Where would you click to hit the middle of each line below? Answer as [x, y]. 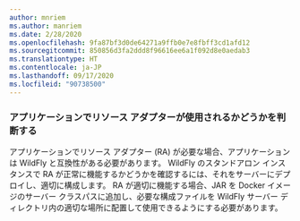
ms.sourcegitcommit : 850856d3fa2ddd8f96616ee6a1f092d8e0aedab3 [130, 51]
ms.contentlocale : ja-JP [56, 68]
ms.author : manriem [46, 26]
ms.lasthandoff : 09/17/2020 [62, 76]
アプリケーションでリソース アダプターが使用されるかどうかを [143, 117]
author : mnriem [38, 17]
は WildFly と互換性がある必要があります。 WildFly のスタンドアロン [135, 163]
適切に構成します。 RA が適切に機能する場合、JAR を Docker [153, 185]
